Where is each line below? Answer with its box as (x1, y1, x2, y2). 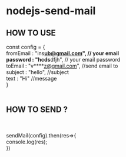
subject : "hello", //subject (6, 69, 69, 75)
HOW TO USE (6, 28, 56, 38)
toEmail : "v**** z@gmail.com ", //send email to (6, 62, 118, 69)
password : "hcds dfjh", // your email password (6, 56, 121, 63)
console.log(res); (6, 138, 48, 145)
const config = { (6, 43, 45, 50)
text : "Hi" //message (6, 75, 57, 82)
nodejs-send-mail (6, 4, 96, 18)
